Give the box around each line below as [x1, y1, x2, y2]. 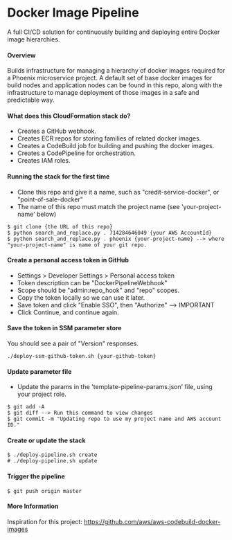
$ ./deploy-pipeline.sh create [7, 451, 98, 458]
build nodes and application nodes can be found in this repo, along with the [7, 81, 223, 89]
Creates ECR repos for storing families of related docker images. [17, 134, 202, 143]
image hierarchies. [7, 35, 60, 43]
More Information [7, 502, 59, 510]
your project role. [17, 390, 67, 399]
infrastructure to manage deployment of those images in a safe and [7, 89, 199, 97]
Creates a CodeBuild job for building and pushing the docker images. [17, 142, 215, 150]
